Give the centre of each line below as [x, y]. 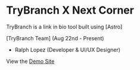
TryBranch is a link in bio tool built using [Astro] [64, 27]
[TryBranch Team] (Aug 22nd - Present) [55, 38]
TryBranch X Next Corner [70, 10]
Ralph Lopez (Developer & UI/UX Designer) [68, 50]
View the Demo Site [30, 61]
